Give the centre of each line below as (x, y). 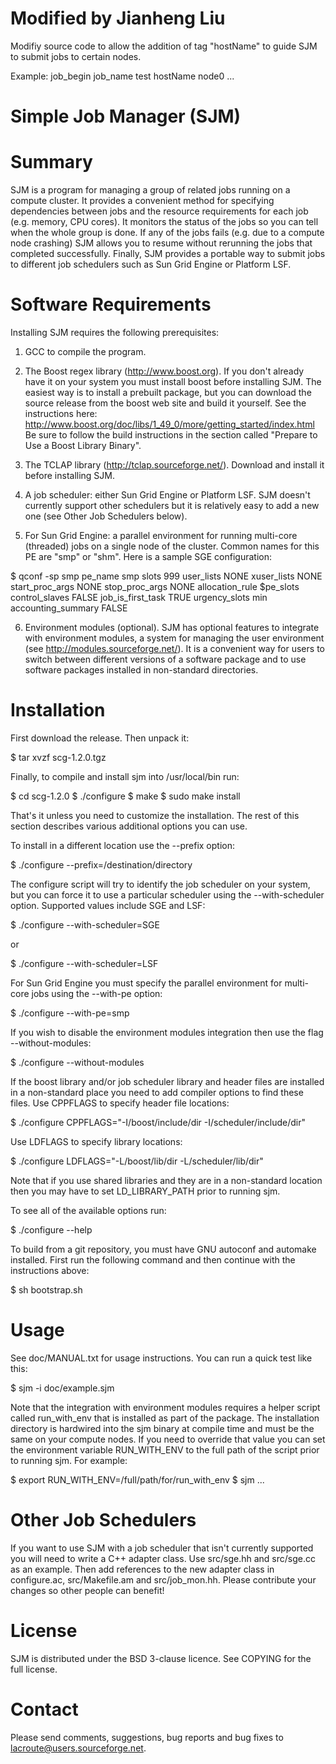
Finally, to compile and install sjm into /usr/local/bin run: (125, 776)
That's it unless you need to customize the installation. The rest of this (155, 815)
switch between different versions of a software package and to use (165, 659)
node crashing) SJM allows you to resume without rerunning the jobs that (161, 243)
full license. (34, 1669)
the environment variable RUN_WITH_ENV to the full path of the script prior (165, 1449)
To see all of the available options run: (88, 1210)
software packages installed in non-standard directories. (141, 670)
